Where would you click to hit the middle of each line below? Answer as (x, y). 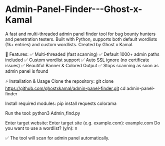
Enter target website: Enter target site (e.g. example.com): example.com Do (83, 123)
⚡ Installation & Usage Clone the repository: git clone (59, 81)
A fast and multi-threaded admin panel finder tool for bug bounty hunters (80, 34)
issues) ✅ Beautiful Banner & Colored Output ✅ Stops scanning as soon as (82, 65)
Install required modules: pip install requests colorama (61, 103)
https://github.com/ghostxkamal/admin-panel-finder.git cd (65, 88)
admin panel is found (27, 71)
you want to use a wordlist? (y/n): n (41, 128)
